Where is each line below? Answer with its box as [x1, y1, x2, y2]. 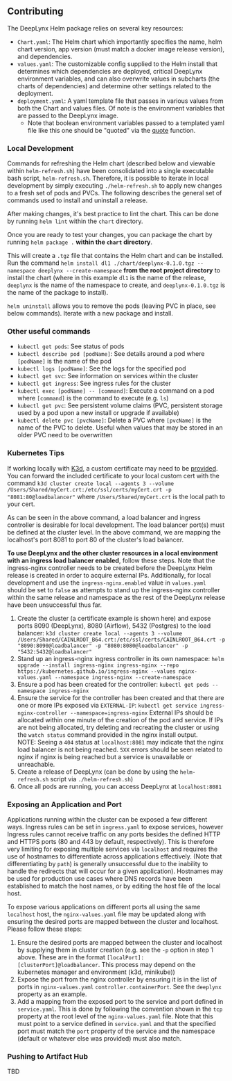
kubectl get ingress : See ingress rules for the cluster [17, 379, 171, 388]
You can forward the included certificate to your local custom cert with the [7, 471, 220, 480]
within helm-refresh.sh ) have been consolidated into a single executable [7, 167, 214, 175]
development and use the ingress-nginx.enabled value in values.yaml [7, 578, 206, 587]
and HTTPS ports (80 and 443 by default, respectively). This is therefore [7, 838, 215, 845]
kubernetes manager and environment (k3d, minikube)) [17, 968, 175, 976]
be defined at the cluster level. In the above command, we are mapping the [7, 528, 222, 536]
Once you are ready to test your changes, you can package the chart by [7, 231, 213, 239]
